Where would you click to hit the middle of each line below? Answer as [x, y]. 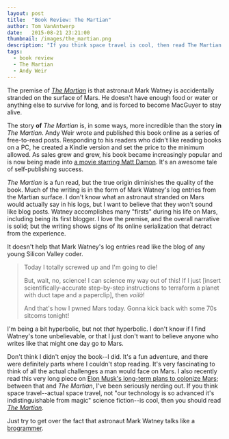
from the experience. [37, 233]
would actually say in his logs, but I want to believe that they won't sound [110, 204]
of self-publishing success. [45, 169]
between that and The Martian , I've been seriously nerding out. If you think [113, 386]
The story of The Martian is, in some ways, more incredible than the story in [114, 125]
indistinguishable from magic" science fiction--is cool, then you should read [114, 400]
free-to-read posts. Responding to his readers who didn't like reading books [114, 140]
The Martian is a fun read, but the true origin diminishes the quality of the [110, 182]
